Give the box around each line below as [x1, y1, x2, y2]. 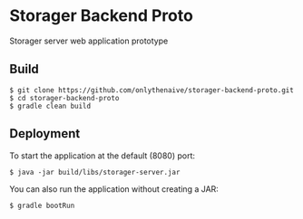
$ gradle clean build [9, 101, 92, 110]
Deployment [9, 126, 81, 141]
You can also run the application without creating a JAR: [9, 183, 220, 195]
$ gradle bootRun [9, 201, 75, 210]
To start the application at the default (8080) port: [9, 150, 195, 161]
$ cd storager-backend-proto [9, 93, 120, 102]
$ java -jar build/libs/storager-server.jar [9, 167, 181, 176]
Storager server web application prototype [9, 35, 169, 46]
